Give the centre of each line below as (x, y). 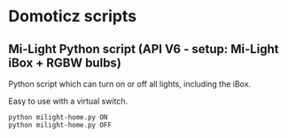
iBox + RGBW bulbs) (65, 62)
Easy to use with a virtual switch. (68, 101)
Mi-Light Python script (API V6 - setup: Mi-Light (144, 49)
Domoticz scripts (73, 16)
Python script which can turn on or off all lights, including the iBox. (130, 84)
